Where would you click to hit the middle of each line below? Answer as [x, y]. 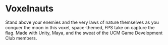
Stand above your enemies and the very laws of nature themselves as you [82, 22]
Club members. [21, 38]
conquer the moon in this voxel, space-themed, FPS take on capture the [80, 27]
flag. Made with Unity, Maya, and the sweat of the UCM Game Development [84, 33]
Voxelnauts [30, 9]
